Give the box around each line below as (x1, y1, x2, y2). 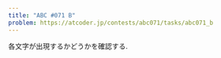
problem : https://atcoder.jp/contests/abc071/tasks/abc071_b (8, 19, 214, 27)
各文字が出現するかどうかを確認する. (8, 41, 129, 51)
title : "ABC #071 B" (8, 11, 77, 20)
